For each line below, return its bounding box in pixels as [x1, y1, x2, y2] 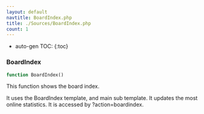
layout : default [6, 9, 47, 15]
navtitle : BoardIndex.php [6, 15, 72, 21]
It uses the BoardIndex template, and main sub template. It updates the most [6, 94, 198, 102]
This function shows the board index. [6, 83, 100, 90]
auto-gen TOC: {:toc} [15, 43, 69, 50]
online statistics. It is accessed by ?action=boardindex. [6, 101, 144, 109]
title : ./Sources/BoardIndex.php [6, 20, 91, 26]
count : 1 [6, 26, 29, 32]
